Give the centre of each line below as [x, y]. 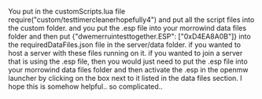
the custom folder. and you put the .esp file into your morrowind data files [127, 28]
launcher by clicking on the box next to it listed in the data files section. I [125, 78]
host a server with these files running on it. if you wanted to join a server [125, 53]
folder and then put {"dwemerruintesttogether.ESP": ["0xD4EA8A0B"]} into [130, 36]
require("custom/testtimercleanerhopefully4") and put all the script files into [131, 20]
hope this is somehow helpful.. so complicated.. [85, 86]
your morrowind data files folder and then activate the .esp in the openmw [128, 70]
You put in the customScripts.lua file [67, 11]
